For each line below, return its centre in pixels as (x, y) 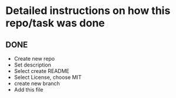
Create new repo (34, 59)
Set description (32, 65)
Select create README (41, 71)
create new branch (37, 83)
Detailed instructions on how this (88, 11)
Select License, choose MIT (48, 77)
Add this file (29, 90)
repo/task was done (55, 23)
